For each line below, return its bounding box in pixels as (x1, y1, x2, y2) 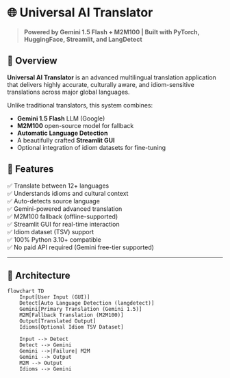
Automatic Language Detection (16, 129, 108, 137)
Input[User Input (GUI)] (19, 294, 90, 301)
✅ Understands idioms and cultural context (7, 189, 129, 197)
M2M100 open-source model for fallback (16, 121, 134, 129)
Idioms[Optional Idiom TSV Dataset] (19, 324, 125, 331)
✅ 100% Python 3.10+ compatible (7, 235, 101, 244)
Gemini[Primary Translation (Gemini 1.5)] (19, 306, 142, 313)
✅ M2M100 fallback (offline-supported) (7, 212, 118, 220)
